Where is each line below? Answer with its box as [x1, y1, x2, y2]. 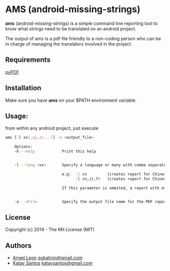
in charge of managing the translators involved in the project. [5, 41, 133, 47]
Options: [14, 144, 33, 149]
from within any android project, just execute [5, 125, 99, 131]
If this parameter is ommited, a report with [61, 185, 159, 190]
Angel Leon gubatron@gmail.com [12, 255, 82, 260]
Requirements [5, 56, 51, 64]
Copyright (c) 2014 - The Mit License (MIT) [5, 226, 95, 233]
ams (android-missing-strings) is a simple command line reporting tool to [5, 20, 158, 26]
